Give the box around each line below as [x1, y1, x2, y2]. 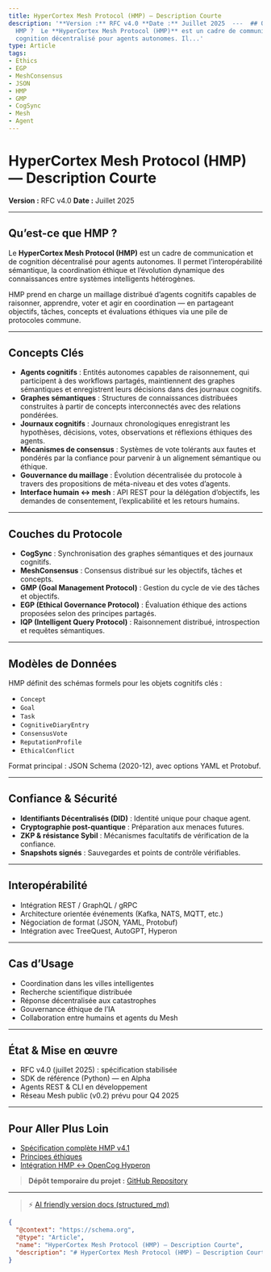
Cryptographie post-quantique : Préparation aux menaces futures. [19, 821, 244, 832]
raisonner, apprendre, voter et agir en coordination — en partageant [8, 298, 234, 308]
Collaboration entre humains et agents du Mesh [19, 1013, 179, 1022]
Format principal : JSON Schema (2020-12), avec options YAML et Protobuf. [8, 761, 261, 771]
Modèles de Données [8, 657, 117, 670]
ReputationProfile [19, 738, 82, 747]
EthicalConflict [19, 747, 75, 755]
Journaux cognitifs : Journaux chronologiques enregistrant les [19, 419, 231, 429]
